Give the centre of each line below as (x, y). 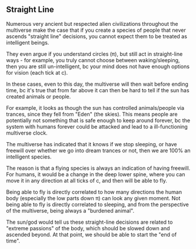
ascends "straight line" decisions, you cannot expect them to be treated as (97, 36)
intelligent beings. (28, 42)
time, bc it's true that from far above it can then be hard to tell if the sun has (98, 90)
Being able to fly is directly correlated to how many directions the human (94, 192)
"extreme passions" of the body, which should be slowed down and (88, 228)
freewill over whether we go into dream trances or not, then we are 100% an (98, 150)
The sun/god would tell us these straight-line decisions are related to (89, 222)
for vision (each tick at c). (37, 72)
